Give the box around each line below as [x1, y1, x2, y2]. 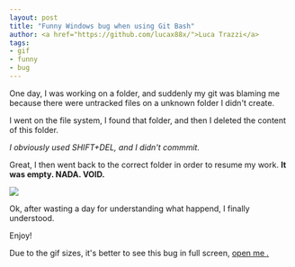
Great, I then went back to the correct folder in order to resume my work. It [9, 159, 287, 170]
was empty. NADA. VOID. [9, 168, 105, 180]
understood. [9, 212, 55, 223]
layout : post [9, 13, 58, 22]
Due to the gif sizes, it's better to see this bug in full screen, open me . [9, 247, 270, 258]
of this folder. [9, 124, 58, 135]
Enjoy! [9, 230, 33, 241]
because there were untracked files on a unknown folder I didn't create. [9, 97, 275, 108]
